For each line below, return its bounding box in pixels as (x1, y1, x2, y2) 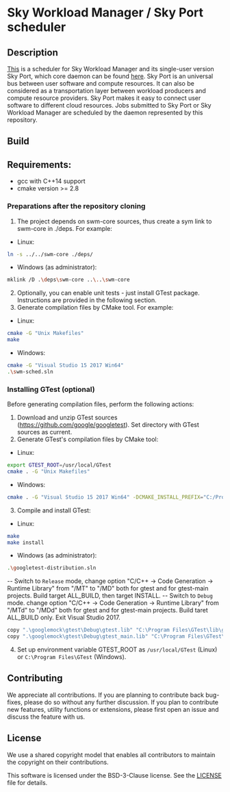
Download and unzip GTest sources (16, 413, 118, 422)
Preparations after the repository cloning (7, 201, 146, 211)
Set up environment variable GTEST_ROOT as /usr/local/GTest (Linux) (16, 645, 218, 654)
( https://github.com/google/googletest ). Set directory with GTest (16, 421, 200, 429)
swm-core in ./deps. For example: (16, 224, 113, 232)
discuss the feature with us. (7, 713, 86, 721)
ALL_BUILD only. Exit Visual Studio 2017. (7, 613, 121, 621)
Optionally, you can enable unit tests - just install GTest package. (16, 289, 200, 297)
